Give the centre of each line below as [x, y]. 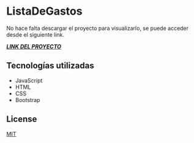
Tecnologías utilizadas [50, 66]
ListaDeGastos [44, 11]
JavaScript [29, 80]
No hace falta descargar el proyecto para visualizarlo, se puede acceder [97, 28]
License [22, 119]
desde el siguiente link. [35, 34]
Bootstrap [28, 100]
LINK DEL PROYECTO [34, 46]
